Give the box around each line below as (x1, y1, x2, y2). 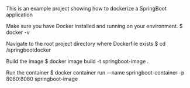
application (6, 11, 33, 18)
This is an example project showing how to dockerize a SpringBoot (6, 5, 167, 12)
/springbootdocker (6, 46, 51, 53)
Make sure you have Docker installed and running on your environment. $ (6, 23, 183, 29)
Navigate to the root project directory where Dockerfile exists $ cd (6, 40, 166, 47)
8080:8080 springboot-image (6, 76, 78, 82)
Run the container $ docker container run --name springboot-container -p (6, 69, 185, 76)
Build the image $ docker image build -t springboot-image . (6, 58, 149, 65)
